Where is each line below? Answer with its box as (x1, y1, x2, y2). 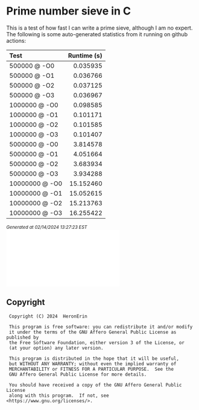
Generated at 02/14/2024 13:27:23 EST (6, 224, 87, 230)
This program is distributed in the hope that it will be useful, (8, 355, 180, 362)
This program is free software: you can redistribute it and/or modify (8, 324, 193, 330)
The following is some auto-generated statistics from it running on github (6, 30, 188, 37)
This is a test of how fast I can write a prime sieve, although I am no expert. (6, 24, 193, 31)
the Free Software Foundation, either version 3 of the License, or (8, 339, 185, 345)
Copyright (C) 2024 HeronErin (8, 313, 87, 319)
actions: (6, 37, 26, 44)
